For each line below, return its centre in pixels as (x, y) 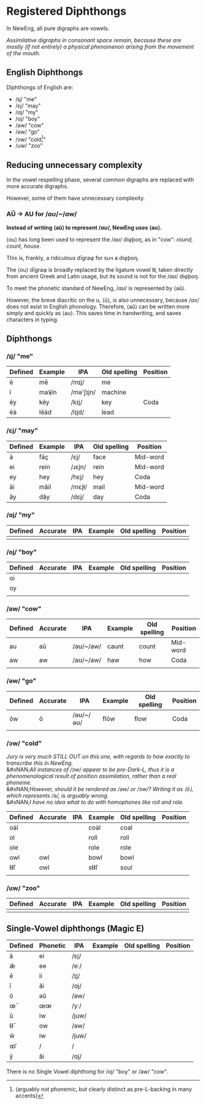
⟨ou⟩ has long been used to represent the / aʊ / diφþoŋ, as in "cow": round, (100, 239)
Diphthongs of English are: (40, 87)
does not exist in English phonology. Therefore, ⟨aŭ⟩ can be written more (98, 306)
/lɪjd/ (78, 412)
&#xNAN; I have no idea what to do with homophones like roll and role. (95, 802)
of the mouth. (24, 53)
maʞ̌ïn (48, 392)
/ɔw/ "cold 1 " (30, 139)
